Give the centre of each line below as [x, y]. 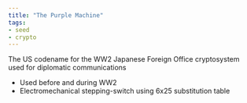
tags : [17, 23]
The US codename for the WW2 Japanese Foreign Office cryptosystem [124, 59]
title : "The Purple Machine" [56, 15]
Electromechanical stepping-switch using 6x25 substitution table [125, 91]
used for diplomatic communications [67, 68]
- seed [19, 30]
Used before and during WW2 [68, 83]
